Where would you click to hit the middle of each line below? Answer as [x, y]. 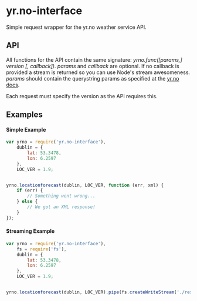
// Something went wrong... [61, 196]
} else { [27, 202]
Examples [24, 115]
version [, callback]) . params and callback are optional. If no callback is [93, 66]
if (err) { [30, 190]
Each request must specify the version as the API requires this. [82, 96]
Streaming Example [30, 231]
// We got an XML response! [61, 207]
